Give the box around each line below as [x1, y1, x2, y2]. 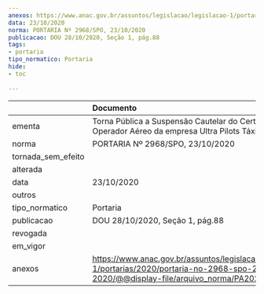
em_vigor [12, 241, 46, 252]
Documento [92, 102, 137, 113]
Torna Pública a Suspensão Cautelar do [92, 116, 238, 127]
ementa [12, 120, 41, 131]
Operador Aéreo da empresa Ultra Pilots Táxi [92, 125, 258, 136]
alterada [12, 164, 43, 175]
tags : [8, 41, 26, 49]
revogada [12, 227, 47, 238]
